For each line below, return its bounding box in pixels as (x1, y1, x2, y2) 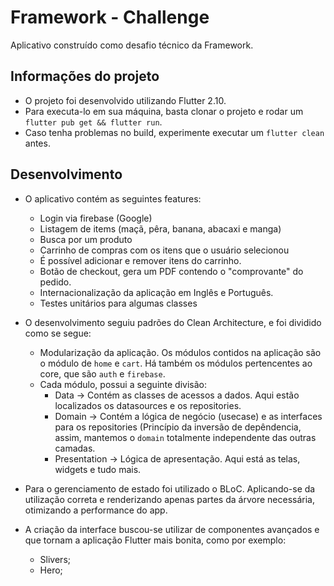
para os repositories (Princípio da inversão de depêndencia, (54, 421, 302, 433)
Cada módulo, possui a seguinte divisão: (39, 378, 207, 390)
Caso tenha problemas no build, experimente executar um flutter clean (24, 126, 325, 138)
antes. (24, 137, 51, 149)
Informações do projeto (10, 68, 160, 85)
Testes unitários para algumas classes (39, 297, 198, 309)
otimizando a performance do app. (24, 504, 168, 516)
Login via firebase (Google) (39, 212, 153, 224)
